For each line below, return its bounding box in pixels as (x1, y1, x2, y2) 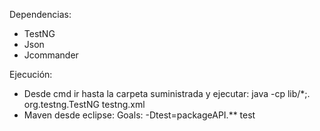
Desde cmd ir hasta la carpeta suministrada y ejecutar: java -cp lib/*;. (23, 88, 311, 99)
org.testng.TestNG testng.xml (23, 99, 146, 110)
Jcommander (23, 49, 79, 61)
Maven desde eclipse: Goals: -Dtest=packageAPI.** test (23, 109, 256, 121)
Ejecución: (9, 69, 53, 80)
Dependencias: (9, 9, 72, 20)
